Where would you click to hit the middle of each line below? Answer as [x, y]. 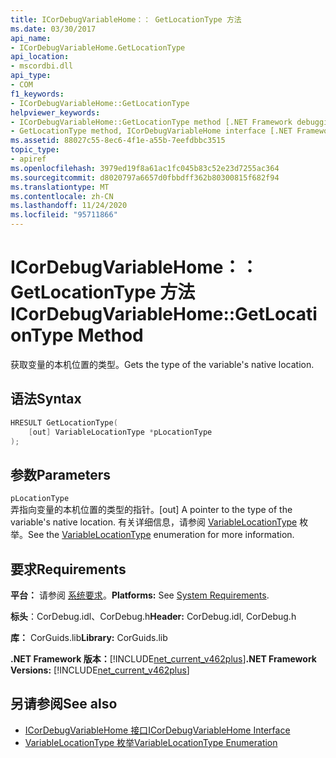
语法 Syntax [46, 399]
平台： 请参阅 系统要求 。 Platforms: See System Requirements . [140, 595]
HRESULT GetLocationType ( [64, 422]
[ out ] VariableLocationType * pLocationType [120, 432]
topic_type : [35, 150]
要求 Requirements [68, 569]
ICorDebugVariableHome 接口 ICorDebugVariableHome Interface [157, 730]
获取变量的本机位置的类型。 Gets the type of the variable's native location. [162, 364]
